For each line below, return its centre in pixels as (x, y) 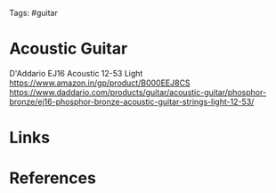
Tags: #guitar (33, 13)
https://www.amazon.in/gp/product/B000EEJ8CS (100, 83)
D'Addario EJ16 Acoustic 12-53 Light (76, 73)
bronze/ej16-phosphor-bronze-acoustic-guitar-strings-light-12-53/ (132, 101)
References (53, 178)
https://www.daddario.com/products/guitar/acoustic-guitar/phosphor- (138, 92)
